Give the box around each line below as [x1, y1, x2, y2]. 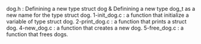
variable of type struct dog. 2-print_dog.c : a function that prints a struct [6, 18, 187, 25]
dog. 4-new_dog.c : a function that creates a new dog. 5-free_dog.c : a [6, 24, 184, 31]
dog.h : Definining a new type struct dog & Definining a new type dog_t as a [6, 5, 196, 12]
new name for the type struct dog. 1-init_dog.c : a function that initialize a [6, 11, 189, 19]
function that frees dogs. [6, 31, 69, 38]
